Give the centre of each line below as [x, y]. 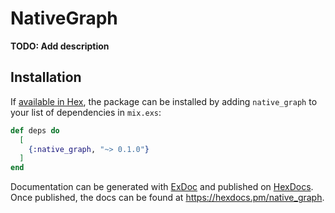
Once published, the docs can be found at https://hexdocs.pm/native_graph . [167, 198]
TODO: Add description [60, 46]
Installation [46, 77]
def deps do [35, 130]
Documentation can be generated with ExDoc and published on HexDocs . [162, 187]
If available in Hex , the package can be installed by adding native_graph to [164, 101]
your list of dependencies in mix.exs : [86, 112]
